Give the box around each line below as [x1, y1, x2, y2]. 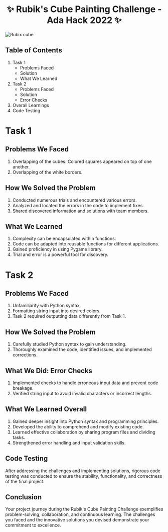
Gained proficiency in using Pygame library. [12, 246, 103, 252]
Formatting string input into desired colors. [12, 308, 101, 314]
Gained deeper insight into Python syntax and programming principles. [12, 418, 159, 424]
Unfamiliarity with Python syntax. [12, 303, 81, 309]
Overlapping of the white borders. [12, 169, 83, 175]
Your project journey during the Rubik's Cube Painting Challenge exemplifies [5, 506, 163, 512]
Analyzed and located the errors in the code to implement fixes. [12, 202, 144, 208]
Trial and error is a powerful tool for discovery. [12, 251, 109, 257]
